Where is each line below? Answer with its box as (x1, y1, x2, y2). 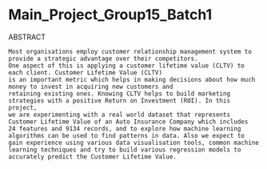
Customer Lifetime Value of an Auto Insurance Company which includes (8, 118, 249, 126)
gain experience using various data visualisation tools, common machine (8, 139, 260, 147)
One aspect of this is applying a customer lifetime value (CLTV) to (8, 62, 245, 70)
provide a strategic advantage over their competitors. (8, 54, 198, 62)
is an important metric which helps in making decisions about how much (8, 75, 256, 83)
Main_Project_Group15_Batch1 (8, 6, 213, 24)
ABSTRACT (8, 32, 46, 42)
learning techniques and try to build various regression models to (8, 146, 241, 154)
